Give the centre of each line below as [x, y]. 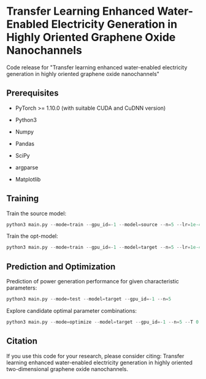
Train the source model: [36, 213]
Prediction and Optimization [61, 266]
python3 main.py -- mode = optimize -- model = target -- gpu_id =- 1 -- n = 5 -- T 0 [103, 322]
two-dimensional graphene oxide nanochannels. [67, 369]
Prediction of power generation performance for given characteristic [93, 281]
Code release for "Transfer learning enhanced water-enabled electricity [97, 67]
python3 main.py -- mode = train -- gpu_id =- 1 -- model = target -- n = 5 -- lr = [98, 247]
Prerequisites [32, 93]
